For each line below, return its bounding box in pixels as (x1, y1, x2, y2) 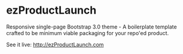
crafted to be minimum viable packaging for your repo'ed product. (6, 29, 169, 36)
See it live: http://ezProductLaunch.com (6, 41, 104, 48)
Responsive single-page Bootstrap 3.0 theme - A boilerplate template (6, 23, 178, 30)
